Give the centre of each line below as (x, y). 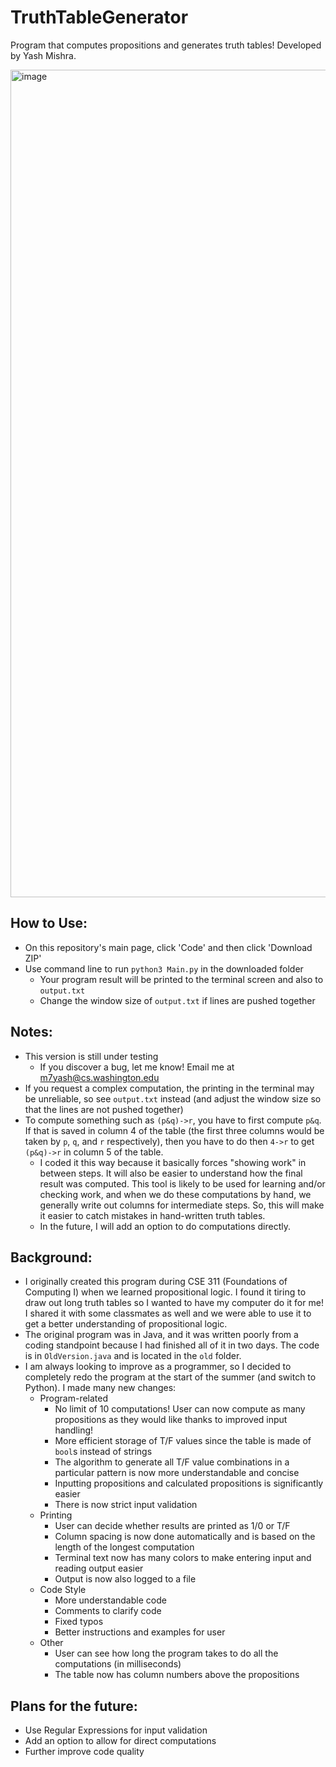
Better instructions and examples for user (140, 1632)
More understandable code (110, 1600)
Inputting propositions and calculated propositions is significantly (189, 1483)
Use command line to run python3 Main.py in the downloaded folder (164, 968)
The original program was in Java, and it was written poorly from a (161, 1335)
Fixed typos (79, 1622)
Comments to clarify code (108, 1611)
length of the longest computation (124, 1547)
